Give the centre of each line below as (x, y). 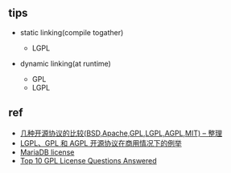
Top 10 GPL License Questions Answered (88, 160)
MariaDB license (47, 152)
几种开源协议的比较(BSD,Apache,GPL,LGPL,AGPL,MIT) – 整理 (121, 133)
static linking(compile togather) (72, 32)
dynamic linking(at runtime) (65, 63)
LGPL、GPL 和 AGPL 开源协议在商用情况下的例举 (101, 143)
